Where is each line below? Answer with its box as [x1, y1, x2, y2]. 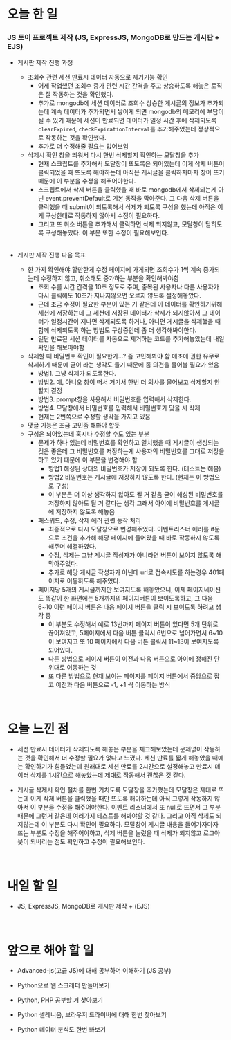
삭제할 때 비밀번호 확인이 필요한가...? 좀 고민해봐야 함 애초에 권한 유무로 [27, 352, 220, 361]
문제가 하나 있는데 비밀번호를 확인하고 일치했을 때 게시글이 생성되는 [37, 439, 219, 447]
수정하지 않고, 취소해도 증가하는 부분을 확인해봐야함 [40, 274, 180, 282]
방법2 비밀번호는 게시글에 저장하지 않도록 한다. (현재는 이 [48, 473, 202, 482]
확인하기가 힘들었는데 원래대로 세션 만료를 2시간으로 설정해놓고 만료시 [24, 763, 213, 771]
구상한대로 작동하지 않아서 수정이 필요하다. [45, 212, 160, 220]
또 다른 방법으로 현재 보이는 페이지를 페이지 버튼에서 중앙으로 [48, 672, 213, 680]
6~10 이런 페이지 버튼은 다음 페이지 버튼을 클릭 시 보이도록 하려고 [37, 603, 214, 611]
